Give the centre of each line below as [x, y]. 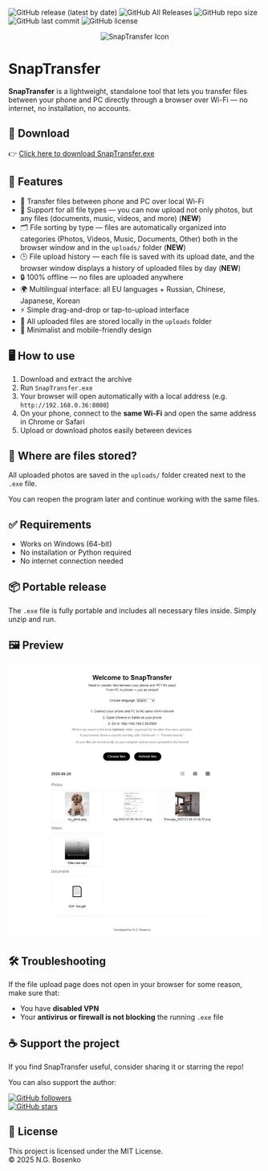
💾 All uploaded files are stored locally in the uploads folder [116, 321]
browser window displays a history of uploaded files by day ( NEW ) [130, 268]
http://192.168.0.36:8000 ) [65, 405]
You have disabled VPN [59, 1009]
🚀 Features [36, 182]
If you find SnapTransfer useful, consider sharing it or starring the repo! [126, 1067]
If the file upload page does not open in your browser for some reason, [126, 985]
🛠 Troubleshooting [57, 961]
